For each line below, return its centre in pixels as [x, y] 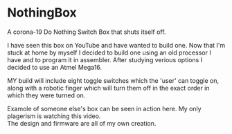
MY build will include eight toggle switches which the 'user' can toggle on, [113, 80]
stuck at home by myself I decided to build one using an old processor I [109, 52]
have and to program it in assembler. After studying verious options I [105, 59]
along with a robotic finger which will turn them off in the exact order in [108, 88]
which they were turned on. [46, 95]
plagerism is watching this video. [54, 116]
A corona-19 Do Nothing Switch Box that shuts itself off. [87, 32]
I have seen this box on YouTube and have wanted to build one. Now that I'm [116, 45]
